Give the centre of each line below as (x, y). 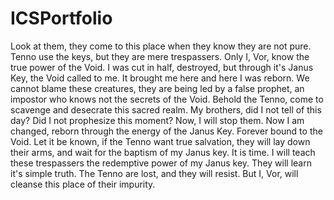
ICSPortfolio (61, 18)
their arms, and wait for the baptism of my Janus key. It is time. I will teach (163, 152)
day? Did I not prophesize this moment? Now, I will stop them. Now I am (157, 120)
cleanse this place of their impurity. (83, 184)
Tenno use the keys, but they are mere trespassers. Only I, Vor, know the (160, 56)
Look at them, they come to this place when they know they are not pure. (161, 46)
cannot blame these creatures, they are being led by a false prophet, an (157, 88)
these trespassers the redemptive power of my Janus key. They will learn (161, 163)
